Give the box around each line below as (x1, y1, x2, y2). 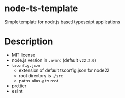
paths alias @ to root (18, 78, 59, 83)
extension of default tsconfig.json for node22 (18, 67, 110, 73)
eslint (11, 88, 23, 94)
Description (4, 36, 53, 47)
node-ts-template (4, 3, 78, 14)
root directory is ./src (18, 72, 63, 78)
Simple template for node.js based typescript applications (4, 19, 120, 25)
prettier (11, 83, 27, 89)
